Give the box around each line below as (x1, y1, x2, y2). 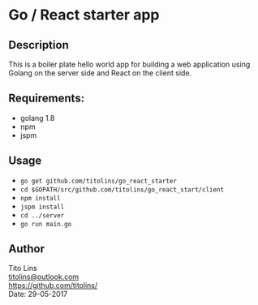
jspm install (19, 203, 65, 211)
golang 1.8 (19, 113, 55, 122)
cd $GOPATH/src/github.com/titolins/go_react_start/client (19, 185, 225, 194)
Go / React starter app (8, 6, 160, 24)
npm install (19, 194, 61, 202)
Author (8, 242, 45, 256)
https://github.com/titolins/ (8, 281, 98, 290)
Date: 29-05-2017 (8, 290, 68, 299)
